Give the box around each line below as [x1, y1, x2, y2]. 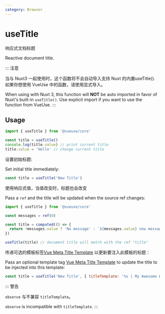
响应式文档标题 [5, 45, 35, 51]
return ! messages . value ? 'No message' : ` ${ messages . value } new [9, 226, 146, 232]
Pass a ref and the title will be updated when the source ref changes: [5, 194, 146, 201]
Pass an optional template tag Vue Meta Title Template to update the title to [5, 259, 158, 265]
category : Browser [5, 7, 43, 12]
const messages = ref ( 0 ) [5, 213, 56, 218]
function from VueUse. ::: [5, 101, 56, 108]
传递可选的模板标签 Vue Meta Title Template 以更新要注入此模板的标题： [5, 249, 151, 255]
